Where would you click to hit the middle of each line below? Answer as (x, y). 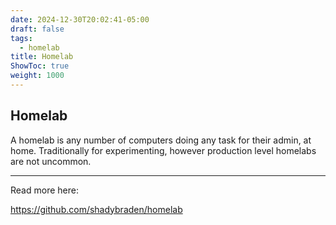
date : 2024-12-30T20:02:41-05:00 (80, 19)
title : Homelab (42, 57)
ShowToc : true (40, 66)
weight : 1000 (37, 76)
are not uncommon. (51, 161)
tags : (21, 38)
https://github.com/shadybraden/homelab (96, 209)
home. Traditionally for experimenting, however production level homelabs (163, 150)
